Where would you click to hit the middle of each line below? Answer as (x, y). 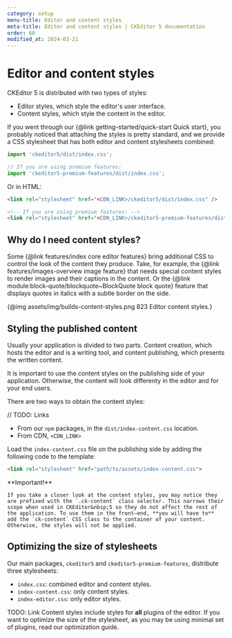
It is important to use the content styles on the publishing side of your (106, 373)
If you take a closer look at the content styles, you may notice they (112, 495)
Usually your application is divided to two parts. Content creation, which (110, 345)
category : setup (30, 14)
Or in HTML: (25, 186)
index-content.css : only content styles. (73, 591)
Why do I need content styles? (74, 240)
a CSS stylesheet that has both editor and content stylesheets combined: (111, 142)
